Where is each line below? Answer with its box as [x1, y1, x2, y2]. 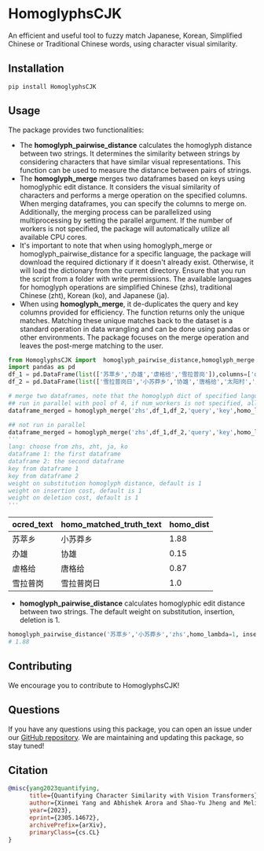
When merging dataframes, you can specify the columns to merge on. [19, 198, 247, 208]
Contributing [8, 660, 72, 673]
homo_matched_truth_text [60, 519, 163, 530]
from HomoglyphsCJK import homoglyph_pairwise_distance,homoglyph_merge [8, 356, 255, 364]
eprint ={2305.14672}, [28, 813, 101, 822]
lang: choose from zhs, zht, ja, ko [8, 443, 128, 451]
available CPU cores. [19, 232, 88, 241]
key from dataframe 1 [8, 465, 79, 473]
